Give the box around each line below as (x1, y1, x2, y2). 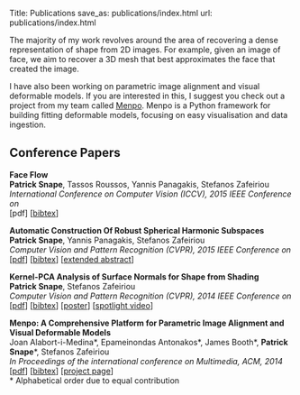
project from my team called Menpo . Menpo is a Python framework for (9, 100, 271, 111)
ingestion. (9, 119, 47, 130)
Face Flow (9, 169, 49, 179)
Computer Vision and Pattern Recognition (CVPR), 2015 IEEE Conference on (9, 243, 291, 255)
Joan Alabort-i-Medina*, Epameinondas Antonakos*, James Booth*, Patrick (9, 336, 288, 347)
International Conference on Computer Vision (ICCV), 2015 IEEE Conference (9, 188, 292, 199)
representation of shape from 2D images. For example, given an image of (9, 44, 281, 55)
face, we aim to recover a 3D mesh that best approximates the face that (9, 54, 276, 64)
